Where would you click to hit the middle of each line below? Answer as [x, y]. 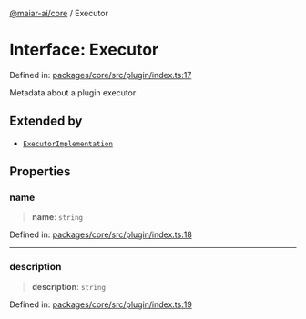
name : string [57, 217]
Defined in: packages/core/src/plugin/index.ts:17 [101, 75]
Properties [40, 172]
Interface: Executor [84, 50]
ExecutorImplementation [68, 144]
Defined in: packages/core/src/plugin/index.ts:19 [101, 304]
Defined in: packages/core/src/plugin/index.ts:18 [101, 234]
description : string [69, 286]
